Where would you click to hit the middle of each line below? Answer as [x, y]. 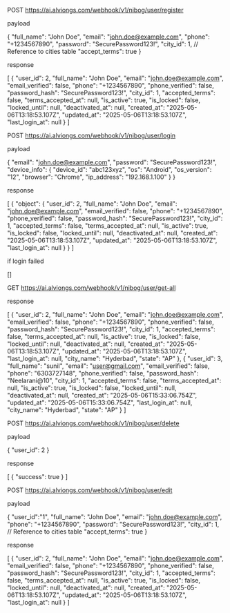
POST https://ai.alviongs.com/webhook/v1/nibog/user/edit [90, 490]
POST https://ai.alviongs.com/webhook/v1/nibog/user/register [96, 10]
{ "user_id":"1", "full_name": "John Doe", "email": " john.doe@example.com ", [115, 517]
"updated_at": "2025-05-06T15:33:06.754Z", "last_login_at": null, [100, 402]
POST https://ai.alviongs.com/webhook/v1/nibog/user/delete [93, 423]
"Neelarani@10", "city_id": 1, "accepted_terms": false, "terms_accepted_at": [114, 380]
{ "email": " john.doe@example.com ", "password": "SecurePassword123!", [112, 162]
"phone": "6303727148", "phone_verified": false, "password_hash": [103, 373]
